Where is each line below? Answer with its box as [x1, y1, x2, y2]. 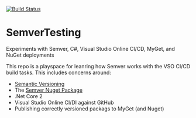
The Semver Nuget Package [14, 86, 83, 93]
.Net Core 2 [14, 92, 43, 99]
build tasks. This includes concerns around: [6, 69, 111, 76]
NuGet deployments [6, 51, 54, 58]
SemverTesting [6, 26, 81, 39]
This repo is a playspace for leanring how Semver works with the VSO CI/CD [6, 63, 191, 70]
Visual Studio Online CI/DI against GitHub [14, 99, 114, 106]
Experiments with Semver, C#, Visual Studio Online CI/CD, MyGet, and [6, 45, 176, 52]
